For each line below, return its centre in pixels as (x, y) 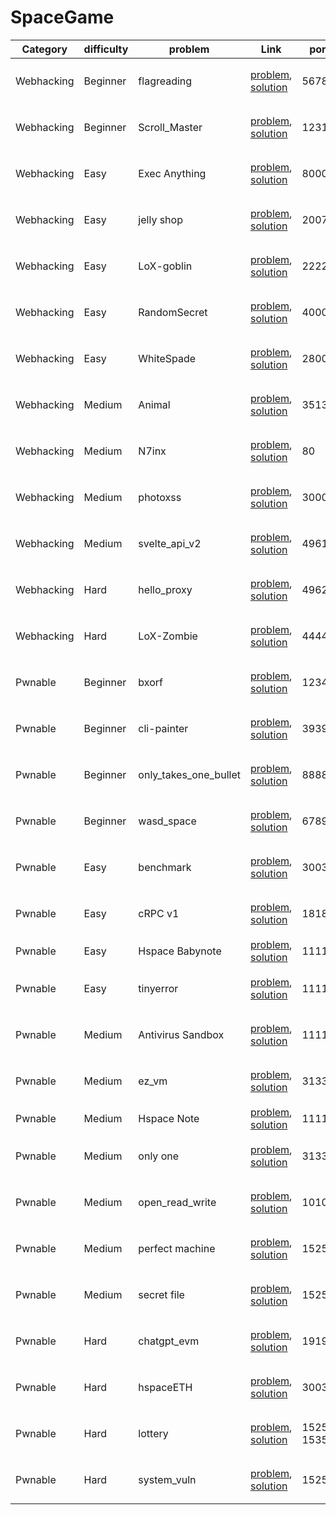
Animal (154, 404)
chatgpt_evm (169, 1341)
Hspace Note (169, 1118)
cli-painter (163, 728)
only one (159, 1156)
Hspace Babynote (180, 951)
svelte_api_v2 (170, 543)
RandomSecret (173, 312)
